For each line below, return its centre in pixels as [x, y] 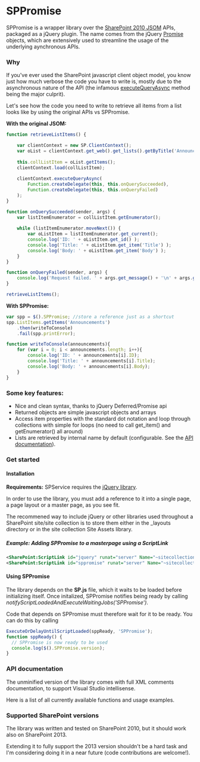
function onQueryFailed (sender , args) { [57, 273]
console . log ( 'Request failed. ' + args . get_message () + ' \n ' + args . [105, 278]
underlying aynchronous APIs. [43, 47]
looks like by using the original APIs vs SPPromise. [68, 112]
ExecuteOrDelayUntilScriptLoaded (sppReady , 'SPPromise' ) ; [79, 631]
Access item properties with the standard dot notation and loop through [102, 418]
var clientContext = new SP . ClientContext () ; [74, 146]
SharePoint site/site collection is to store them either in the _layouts [88, 523]
